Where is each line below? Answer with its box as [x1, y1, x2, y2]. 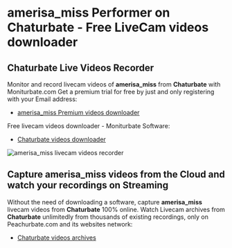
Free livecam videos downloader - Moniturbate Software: [7, 122, 170, 130]
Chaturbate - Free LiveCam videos [7, 19, 209, 35]
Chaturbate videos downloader [17, 135, 106, 143]
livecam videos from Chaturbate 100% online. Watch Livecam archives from [7, 205, 225, 213]
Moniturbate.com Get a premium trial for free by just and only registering [7, 88, 215, 96]
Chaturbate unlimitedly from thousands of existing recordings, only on [7, 213, 209, 221]
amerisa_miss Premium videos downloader [17, 109, 140, 116]
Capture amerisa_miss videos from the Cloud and [7, 168, 225, 181]
